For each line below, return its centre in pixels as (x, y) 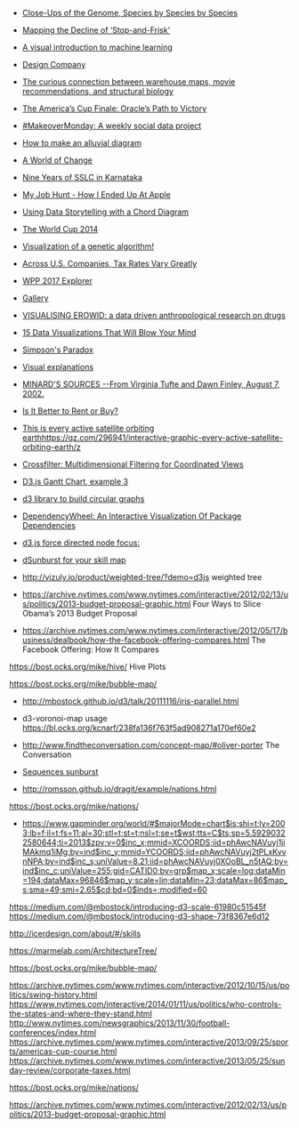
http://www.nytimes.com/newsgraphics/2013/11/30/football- (120, 1023)
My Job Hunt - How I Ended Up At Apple (96, 194)
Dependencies (49, 525)
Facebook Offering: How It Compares (91, 649)
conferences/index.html (53, 1032)
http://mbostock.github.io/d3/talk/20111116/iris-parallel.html (130, 701)
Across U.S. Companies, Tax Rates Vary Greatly (109, 263)
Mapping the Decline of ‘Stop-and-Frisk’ (96, 30)
